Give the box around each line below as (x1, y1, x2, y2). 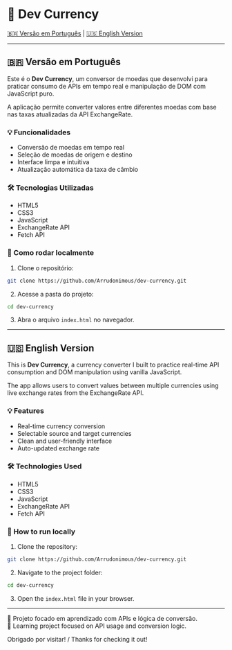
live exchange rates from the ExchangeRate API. (7, 389, 144, 397)
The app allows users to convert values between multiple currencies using (7, 381, 219, 390)
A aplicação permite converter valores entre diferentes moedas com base (7, 103, 217, 111)
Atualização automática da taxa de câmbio (17, 166, 139, 174)
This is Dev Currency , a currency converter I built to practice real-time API (7, 360, 220, 369)
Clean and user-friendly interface (17, 437, 113, 445)
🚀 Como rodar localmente (7, 248, 95, 258)
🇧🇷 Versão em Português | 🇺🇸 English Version (7, 29, 143, 37)
